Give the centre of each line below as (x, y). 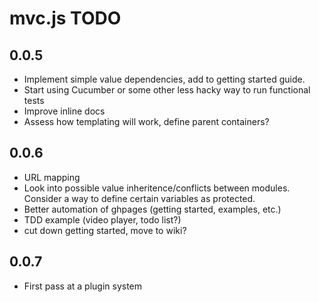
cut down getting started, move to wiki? (105, 230)
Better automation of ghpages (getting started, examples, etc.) (152, 209)
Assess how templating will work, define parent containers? (146, 121)
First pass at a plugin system (83, 286)
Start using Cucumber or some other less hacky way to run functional (167, 90)
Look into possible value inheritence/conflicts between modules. (157, 188)
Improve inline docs (64, 111)
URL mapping (52, 177)
